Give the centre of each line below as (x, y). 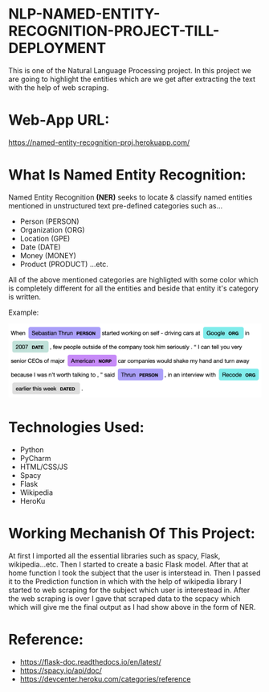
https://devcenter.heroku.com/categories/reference (105, 679)
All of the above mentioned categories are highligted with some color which (133, 279)
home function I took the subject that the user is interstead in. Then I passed (134, 573)
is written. (25, 297)
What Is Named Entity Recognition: (127, 175)
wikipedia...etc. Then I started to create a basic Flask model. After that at (128, 564)
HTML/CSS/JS (44, 467)
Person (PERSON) (49, 221)
